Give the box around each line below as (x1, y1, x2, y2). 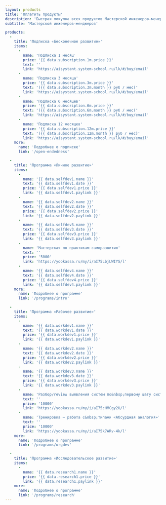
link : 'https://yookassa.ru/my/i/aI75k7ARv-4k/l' (23, 428, 127, 433)
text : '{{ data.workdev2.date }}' (23, 350, 94, 355)
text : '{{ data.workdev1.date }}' (23, 328, 94, 333)
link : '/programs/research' (18, 493, 77, 498)
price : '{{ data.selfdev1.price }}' (23, 186, 98, 191)
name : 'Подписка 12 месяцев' (23, 121, 83, 126)
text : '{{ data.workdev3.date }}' (23, 374, 94, 379)
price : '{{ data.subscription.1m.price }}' (23, 57, 114, 62)
